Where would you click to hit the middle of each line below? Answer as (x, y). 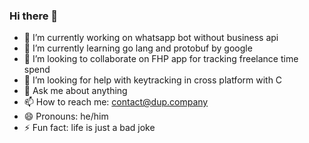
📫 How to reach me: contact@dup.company (116, 102)
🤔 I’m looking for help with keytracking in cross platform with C (153, 80)
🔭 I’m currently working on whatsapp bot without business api (151, 38)
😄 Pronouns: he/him (66, 116)
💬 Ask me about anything (75, 91)
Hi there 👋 (34, 16)
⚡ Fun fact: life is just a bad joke (89, 128)
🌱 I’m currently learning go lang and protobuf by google (138, 48)
